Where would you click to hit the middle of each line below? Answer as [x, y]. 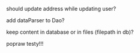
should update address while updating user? [61, 9]
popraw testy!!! [25, 44]
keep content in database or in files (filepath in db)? [70, 32]
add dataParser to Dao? [35, 20]
